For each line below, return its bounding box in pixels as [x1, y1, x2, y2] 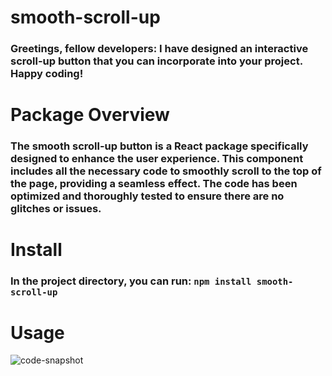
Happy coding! [10, 67, 84, 81]
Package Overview [10, 104, 170, 126]
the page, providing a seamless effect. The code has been [10, 177, 298, 191]
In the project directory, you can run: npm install [10, 274, 252, 288]
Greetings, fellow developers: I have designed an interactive [10, 42, 309, 56]
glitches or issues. [10, 202, 102, 216]
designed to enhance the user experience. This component [10, 152, 304, 166]
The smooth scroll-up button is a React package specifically [10, 139, 309, 153]
